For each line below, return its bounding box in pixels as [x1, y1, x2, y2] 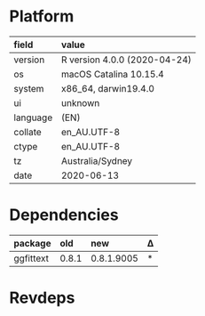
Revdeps [9, 288, 75, 308]
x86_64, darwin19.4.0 [60, 82, 155, 94]
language [13, 111, 53, 124]
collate [13, 126, 42, 138]
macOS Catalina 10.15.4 [60, 68, 164, 80]
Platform [9, 6, 75, 27]
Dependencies [9, 205, 119, 225]
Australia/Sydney [60, 154, 133, 166]
